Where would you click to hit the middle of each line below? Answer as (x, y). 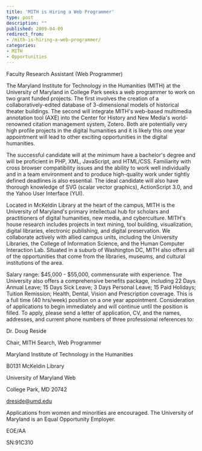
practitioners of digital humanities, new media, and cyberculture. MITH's (96, 218)
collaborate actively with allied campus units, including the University (92, 237)
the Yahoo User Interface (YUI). (45, 193)
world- (180, 118)
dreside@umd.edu (29, 401)
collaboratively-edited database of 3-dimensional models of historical (93, 105)
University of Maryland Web (41, 377)
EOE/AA (16, 430)
